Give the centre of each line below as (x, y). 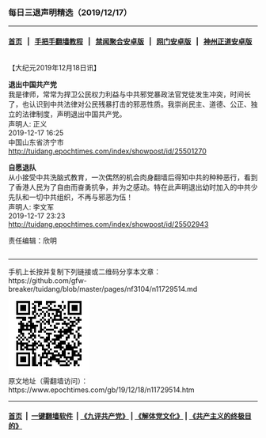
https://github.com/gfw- (47, 280)
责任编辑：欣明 (32, 240)
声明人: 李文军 (31, 206)
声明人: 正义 (28, 123)
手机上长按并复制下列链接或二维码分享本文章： (84, 271)
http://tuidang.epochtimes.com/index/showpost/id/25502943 (108, 224)
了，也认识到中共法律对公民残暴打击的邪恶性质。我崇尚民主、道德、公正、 (129, 104)
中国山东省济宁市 (36, 142)
